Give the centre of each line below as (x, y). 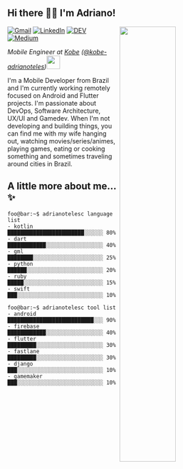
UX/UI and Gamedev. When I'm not (59, 118)
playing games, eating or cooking (56, 148)
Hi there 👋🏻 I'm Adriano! (62, 13)
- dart (17, 239)
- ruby (17, 276)
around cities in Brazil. (40, 163)
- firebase (23, 326)
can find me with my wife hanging (57, 133)
